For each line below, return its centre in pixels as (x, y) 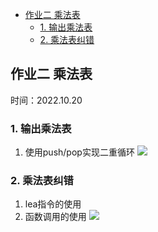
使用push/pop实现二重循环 (79, 152)
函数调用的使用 (55, 217)
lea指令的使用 (53, 204)
